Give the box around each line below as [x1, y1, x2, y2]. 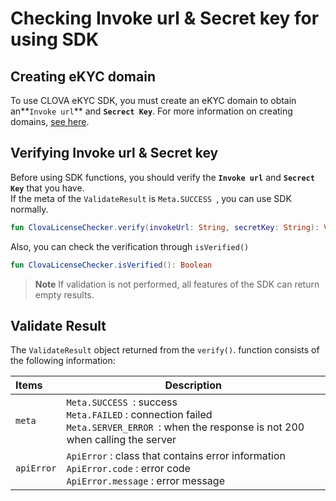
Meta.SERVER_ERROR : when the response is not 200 [66, 420, 305, 434]
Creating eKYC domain [10, 68, 156, 85]
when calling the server [66, 433, 177, 447]
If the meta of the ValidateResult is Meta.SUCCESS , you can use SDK [10, 192, 292, 204]
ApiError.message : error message [66, 474, 225, 488]
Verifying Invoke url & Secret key [10, 145, 219, 162]
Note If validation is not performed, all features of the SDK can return [34, 278, 320, 290]
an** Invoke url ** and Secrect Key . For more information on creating [10, 105, 293, 117]
